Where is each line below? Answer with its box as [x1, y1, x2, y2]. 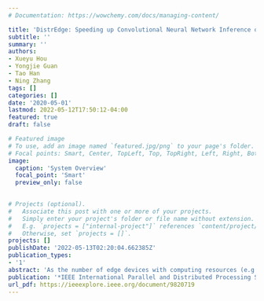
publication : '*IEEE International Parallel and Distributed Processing [8, 273, 251, 281]
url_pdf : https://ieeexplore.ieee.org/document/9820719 [8, 281, 195, 288]
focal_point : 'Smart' [15, 171, 86, 179]
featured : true [8, 113, 58, 122]
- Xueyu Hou [8, 55, 47, 63]
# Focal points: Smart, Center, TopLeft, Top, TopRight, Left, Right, [8, 149, 244, 157]
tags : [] [8, 84, 37, 92]
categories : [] [8, 91, 58, 99]
